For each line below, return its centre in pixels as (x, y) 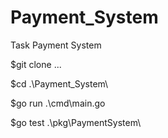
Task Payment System (56, 45)
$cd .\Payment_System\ (59, 83)
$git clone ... (36, 64)
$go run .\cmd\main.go (58, 103)
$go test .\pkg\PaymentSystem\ (76, 122)
